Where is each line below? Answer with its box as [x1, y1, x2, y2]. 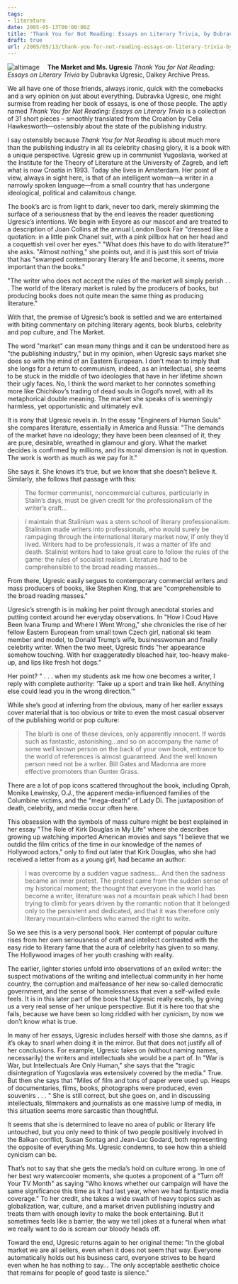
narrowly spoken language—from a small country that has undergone [7, 181, 210, 189]
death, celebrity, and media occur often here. [7, 804, 140, 812]
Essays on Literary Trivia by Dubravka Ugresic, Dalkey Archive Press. [7, 70, 210, 79]
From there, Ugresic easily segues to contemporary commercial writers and [7, 577, 228, 584]
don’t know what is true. [7, 1017, 78, 1025]
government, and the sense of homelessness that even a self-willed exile [7, 987, 221, 995]
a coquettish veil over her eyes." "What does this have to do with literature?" [7, 240, 230, 249]
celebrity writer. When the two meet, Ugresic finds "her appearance [7, 643, 205, 651]
